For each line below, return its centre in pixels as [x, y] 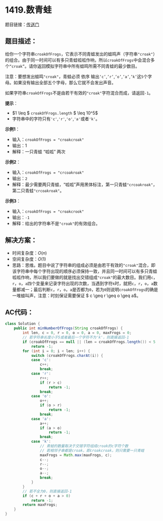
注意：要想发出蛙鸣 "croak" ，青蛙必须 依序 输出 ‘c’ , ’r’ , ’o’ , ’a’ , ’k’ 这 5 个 [76, 76]
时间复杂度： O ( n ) [29, 253]
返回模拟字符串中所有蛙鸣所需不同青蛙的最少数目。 [89, 66]
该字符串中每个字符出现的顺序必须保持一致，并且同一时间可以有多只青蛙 [84, 271]
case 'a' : [41, 419]
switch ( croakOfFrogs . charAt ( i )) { [67, 355]
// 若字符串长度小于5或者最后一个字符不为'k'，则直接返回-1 [76, 337]
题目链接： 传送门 [22, 24]
